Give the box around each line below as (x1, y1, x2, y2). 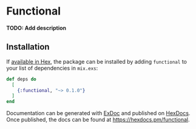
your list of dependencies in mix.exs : (6, 64, 98, 71)
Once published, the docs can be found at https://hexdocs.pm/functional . (6, 116, 190, 124)
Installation (6, 42, 50, 52)
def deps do (6, 76, 36, 82)
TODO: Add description (6, 24, 67, 31)
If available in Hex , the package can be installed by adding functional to (6, 58, 187, 65)
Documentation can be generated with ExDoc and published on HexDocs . (6, 110, 191, 117)
